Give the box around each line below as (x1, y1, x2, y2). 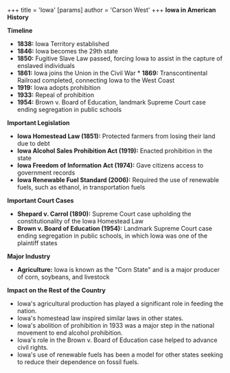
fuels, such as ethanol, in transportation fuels (16, 183, 146, 191)
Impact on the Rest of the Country (7, 286, 106, 294)
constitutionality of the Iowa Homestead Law (16, 217, 144, 225)
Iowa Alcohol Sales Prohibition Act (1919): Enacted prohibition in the (16, 147, 213, 155)
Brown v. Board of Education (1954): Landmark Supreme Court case (16, 225, 213, 232)
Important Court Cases (7, 196, 74, 205)
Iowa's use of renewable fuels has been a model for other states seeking (16, 350, 223, 359)
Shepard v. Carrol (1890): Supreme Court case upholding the (16, 210, 192, 218)
